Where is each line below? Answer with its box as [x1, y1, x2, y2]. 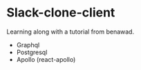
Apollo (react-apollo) [16, 55, 76, 63]
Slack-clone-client [6, 5, 115, 21]
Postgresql [16, 48, 48, 56]
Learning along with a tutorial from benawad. [6, 27, 135, 36]
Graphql [16, 40, 40, 49]
